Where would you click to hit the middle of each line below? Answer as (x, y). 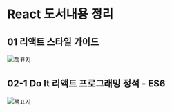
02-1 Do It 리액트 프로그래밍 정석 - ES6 (86, 84)
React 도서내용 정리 (60, 14)
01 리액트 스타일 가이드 (53, 42)
